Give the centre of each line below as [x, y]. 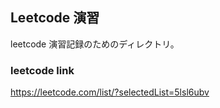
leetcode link [42, 70]
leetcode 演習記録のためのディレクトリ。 [95, 44]
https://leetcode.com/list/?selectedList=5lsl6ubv [110, 92]
